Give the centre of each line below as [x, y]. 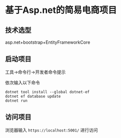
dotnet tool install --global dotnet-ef [48, 92]
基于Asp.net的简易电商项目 [61, 10]
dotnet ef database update [33, 96]
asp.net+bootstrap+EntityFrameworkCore [48, 42]
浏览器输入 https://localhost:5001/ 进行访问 [52, 130]
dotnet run [16, 101]
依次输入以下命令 [23, 82]
